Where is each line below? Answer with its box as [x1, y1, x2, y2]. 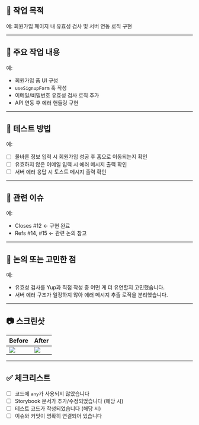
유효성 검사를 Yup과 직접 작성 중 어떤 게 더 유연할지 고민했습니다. [14, 284, 165, 291]
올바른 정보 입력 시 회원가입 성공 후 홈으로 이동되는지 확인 [14, 153, 148, 160]
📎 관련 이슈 [6, 193, 44, 203]
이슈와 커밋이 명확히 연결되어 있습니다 [14, 413, 102, 420]
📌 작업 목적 [6, 5, 44, 16]
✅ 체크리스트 [6, 373, 51, 383]
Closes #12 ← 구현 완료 [14, 222, 70, 229]
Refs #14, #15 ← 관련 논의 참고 [14, 229, 87, 237]
